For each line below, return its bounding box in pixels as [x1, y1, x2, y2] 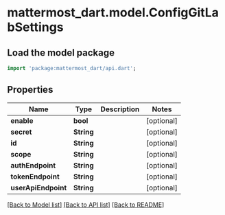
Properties [7, 84, 54, 95]
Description [100, 104, 140, 114]
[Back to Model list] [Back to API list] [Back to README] [7, 201, 165, 209]
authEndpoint [10, 160, 56, 170]
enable [10, 115, 34, 125]
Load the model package [7, 47, 115, 58]
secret [10, 127, 32, 137]
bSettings [7, 19, 64, 35]
